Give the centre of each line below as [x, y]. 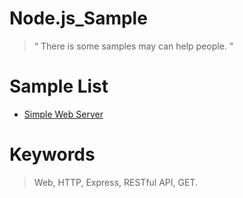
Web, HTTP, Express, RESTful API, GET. [115, 182]
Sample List [59, 86]
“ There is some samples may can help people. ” [133, 46]
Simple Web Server [63, 114]
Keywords [52, 154]
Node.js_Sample [78, 18]
